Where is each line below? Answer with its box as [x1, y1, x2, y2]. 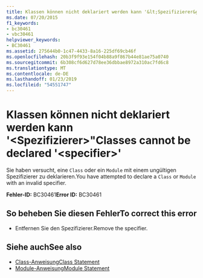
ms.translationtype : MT [6, 65, 66, 71]
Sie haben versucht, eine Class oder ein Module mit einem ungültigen [6, 166, 177, 173]
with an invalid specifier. [6, 179, 66, 186]
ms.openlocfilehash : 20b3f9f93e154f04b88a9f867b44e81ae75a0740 [6, 54, 169, 60]
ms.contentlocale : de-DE [6, 71, 69, 77]
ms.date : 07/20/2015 [6, 15, 59, 21]
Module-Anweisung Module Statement [14, 264, 110, 272]
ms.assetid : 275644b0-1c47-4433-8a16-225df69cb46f [6, 48, 137, 54]
